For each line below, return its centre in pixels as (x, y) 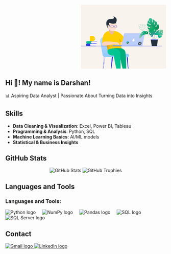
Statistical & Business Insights (45, 142)
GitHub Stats (26, 158)
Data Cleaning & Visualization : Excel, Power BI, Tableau (72, 126)
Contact (18, 234)
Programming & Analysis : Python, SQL (54, 131)
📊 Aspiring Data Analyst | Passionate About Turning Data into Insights (79, 96)
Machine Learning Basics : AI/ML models (56, 136)
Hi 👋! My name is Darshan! (48, 83)
